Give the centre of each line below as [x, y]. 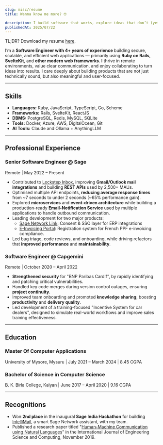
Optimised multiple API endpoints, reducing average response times [81, 192]
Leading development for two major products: [58, 218]
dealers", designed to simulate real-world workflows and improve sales [83, 313]
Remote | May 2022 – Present [35, 172]
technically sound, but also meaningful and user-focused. [63, 76]
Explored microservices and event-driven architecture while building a [84, 202]
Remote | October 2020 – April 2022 [41, 267]
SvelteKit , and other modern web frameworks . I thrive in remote [70, 61]
